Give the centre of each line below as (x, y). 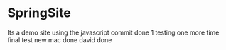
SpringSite (39, 13)
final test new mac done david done (60, 39)
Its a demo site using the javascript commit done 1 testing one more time (113, 32)
